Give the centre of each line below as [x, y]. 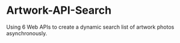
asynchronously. [27, 33]
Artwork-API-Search [59, 10]
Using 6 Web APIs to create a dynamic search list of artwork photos [90, 27]
